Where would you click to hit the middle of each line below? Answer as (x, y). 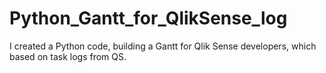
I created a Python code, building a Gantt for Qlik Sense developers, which (163, 46)
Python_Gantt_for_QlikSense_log (148, 18)
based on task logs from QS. (68, 56)
